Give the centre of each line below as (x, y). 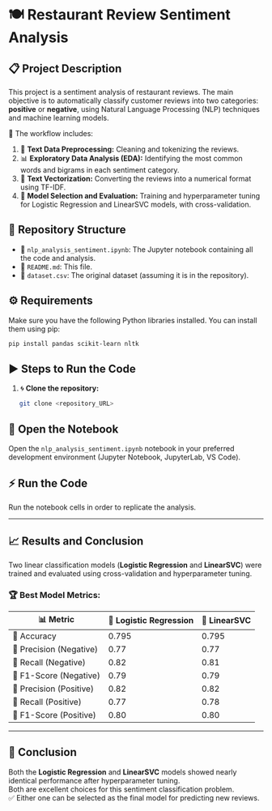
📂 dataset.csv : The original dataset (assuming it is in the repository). (134, 275)
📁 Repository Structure (67, 230)
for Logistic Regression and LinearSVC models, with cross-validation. (136, 204)
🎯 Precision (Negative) (55, 649)
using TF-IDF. (43, 187)
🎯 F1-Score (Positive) (55, 715)
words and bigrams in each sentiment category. (100, 170)
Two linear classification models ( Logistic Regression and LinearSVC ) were (135, 565)
